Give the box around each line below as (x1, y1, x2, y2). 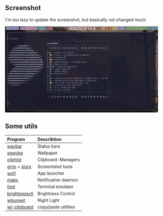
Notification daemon (37, 177, 79, 183)
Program (7, 136, 25, 142)
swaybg (7, 150, 23, 156)
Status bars (37, 143, 61, 149)
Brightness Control (37, 190, 75, 196)
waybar (7, 143, 22, 149)
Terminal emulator (37, 184, 74, 190)
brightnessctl (7, 190, 33, 196)
